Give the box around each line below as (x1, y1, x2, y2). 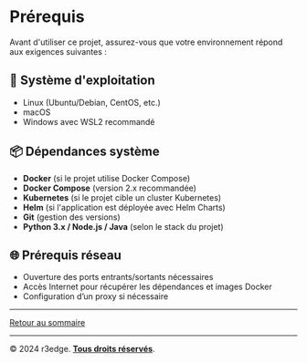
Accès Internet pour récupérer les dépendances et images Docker (22, 281, 272, 293)
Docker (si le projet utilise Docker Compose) (22, 172, 191, 183)
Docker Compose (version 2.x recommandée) (22, 182, 196, 193)
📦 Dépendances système (9, 144, 160, 160)
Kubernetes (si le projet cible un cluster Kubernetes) (22, 192, 222, 202)
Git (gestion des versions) (22, 212, 121, 223)
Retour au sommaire (9, 317, 86, 328)
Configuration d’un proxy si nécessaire (22, 291, 169, 302)
